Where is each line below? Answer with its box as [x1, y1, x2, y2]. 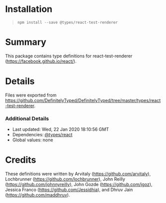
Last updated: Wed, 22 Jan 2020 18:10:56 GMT [12, 126, 109, 132]
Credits [5, 154, 36, 166]
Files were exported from [5, 92, 57, 98]
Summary [5, 36, 46, 48]
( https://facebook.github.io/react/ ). [5, 58, 77, 64]
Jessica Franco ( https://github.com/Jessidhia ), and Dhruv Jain [5, 187, 133, 193]
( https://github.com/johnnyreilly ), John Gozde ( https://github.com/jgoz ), [5, 182, 153, 188]
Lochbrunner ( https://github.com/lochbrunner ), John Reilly [5, 176, 125, 182]
